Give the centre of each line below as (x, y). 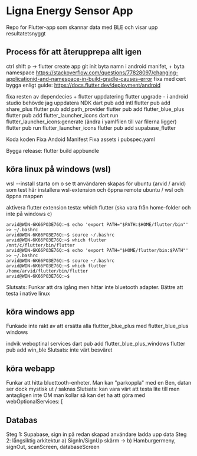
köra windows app (40, 312)
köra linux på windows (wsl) (58, 169)
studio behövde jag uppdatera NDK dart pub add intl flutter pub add (88, 103)
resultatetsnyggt (26, 33)
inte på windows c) (29, 214)
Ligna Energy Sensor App (70, 11)
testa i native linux (28, 293)
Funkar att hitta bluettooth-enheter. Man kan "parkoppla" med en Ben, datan (99, 383)
